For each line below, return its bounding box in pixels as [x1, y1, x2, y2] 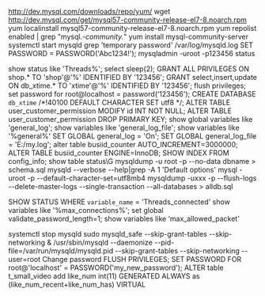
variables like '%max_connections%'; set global [8, 206, 164, 214]
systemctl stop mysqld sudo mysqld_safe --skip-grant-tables [8, 230, 207, 238]
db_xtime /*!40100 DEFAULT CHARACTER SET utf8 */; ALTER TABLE [8, 98, 231, 107]
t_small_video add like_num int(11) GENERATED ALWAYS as [8, 271, 200, 280]
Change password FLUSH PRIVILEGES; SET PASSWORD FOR [42, 255, 242, 264]
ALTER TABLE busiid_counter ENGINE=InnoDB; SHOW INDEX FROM [8, 148, 229, 157]
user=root [8, 255, 41, 264]
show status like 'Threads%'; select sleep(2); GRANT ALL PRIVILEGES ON [8, 64, 250, 74]
